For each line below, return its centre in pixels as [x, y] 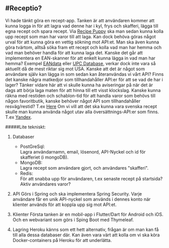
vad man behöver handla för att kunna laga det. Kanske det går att [74, 53]
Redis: [26, 173]
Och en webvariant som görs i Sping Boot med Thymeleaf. [73, 220]
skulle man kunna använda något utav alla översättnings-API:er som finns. [82, 112]
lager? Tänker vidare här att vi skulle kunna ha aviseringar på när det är [79, 85]
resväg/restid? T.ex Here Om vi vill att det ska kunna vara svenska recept [81, 106]
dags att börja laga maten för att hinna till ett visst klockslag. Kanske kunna [83, 90]
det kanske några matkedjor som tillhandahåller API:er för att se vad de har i [84, 79]
